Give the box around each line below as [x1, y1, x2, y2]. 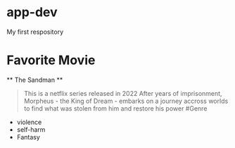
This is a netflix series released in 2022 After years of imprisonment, [23, 89, 222, 97]
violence [16, 118, 42, 126]
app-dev [6, 4, 58, 20]
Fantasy [16, 132, 40, 141]
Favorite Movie [6, 52, 96, 68]
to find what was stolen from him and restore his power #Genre [23, 104, 208, 113]
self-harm [16, 125, 46, 134]
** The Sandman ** [6, 75, 63, 84]
